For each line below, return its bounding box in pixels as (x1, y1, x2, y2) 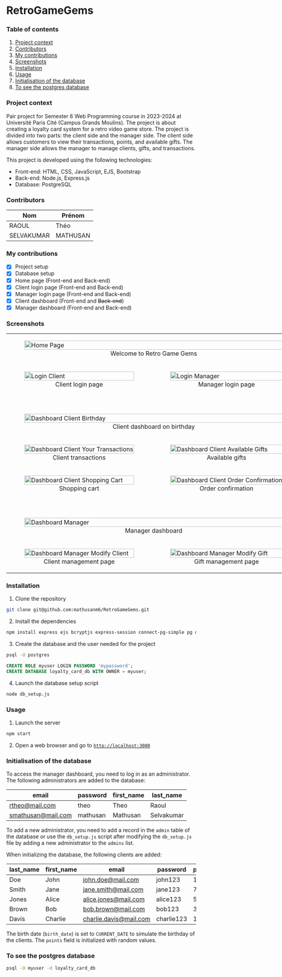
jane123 (156, 885, 180, 894)
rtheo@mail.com (9, 802, 56, 810)
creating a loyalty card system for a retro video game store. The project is (6, 125, 189, 133)
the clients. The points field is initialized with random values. (6, 937, 157, 944)
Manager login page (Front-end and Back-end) (14, 290, 131, 297)
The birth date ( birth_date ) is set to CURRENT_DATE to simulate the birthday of (6, 930, 195, 938)
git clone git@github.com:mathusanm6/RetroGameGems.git (6, 607, 149, 613)
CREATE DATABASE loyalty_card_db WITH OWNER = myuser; (6, 668, 147, 674)
